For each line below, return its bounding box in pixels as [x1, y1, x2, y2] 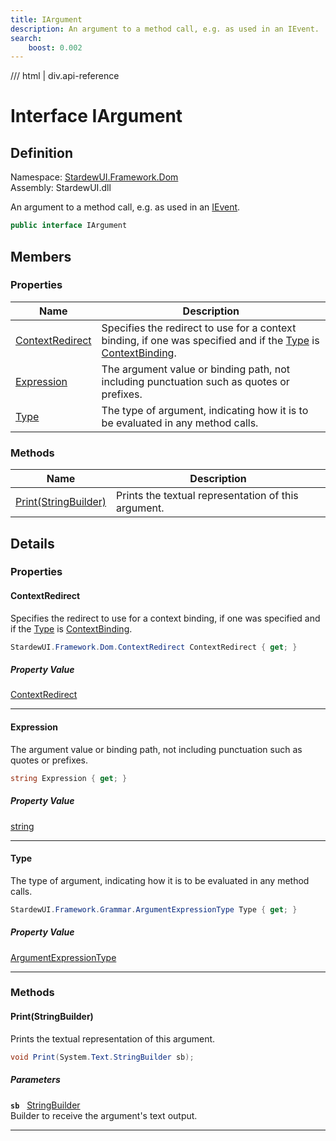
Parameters [10, 1074, 61, 1086]
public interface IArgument [10, 221, 128, 231]
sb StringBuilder [10, 1099, 81, 1111]
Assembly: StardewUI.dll [10, 182, 112, 194]
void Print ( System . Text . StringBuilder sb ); [10, 1052, 195, 1062]
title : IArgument [10, 14, 83, 25]
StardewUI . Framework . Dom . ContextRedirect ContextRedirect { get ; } [10, 642, 298, 652]
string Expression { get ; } [10, 773, 128, 783]
